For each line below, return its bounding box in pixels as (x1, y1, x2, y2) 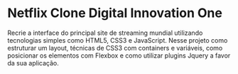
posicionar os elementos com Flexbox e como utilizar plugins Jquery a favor (7, 51, 231, 60)
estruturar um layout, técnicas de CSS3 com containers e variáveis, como (7, 43, 223, 52)
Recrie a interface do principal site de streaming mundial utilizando (7, 28, 203, 37)
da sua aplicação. (7, 58, 59, 67)
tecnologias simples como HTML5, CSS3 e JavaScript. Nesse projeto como (7, 36, 228, 44)
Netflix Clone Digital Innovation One (7, 5, 222, 21)
